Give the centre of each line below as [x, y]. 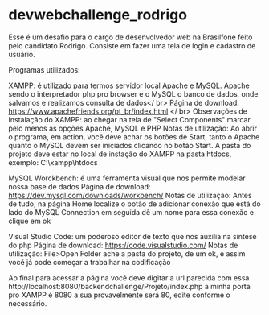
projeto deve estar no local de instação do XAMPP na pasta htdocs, [120, 154]
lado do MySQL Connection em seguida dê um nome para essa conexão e [131, 212]
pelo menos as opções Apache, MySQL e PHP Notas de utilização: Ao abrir [132, 128]
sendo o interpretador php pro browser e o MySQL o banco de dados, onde [133, 93]
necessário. [28, 303]
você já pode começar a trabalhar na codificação [90, 262]
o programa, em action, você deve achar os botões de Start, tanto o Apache [134, 137]
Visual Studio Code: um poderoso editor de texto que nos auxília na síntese [132, 236]
